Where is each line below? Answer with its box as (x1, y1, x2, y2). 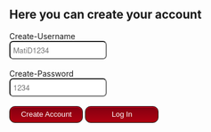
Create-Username (9, 30, 76, 41)
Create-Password (9, 68, 74, 78)
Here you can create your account (9, 7, 202, 22)
